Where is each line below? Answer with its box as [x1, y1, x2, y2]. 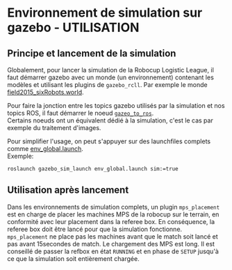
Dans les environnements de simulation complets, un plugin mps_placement [7, 202, 220, 211]
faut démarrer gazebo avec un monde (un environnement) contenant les [7, 73, 214, 81]
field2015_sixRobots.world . [7, 88, 85, 96]
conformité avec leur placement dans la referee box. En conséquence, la [7, 217, 215, 225]
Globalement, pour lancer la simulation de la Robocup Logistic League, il [7, 66, 214, 74]
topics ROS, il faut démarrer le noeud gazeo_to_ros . [7, 109, 154, 117]
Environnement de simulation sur [7, 5, 203, 21]
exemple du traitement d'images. [7, 124, 101, 132]
